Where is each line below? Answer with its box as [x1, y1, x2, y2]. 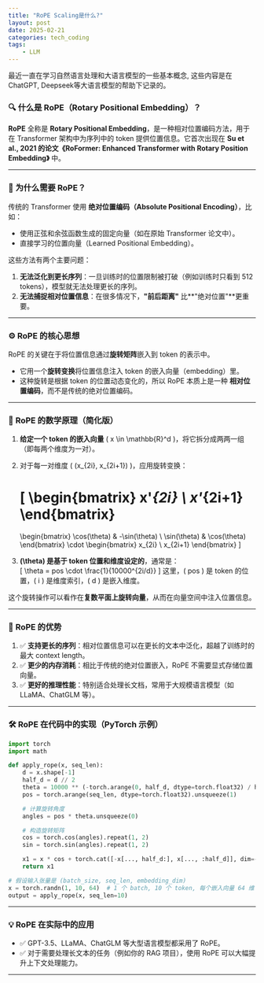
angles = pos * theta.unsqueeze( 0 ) [22, 812, 139, 820]
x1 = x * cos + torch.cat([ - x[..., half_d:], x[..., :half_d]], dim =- [22, 856, 258, 863]
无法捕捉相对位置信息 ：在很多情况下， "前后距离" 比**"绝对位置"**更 [19, 291, 243, 301]
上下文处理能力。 [26, 958, 82, 967]
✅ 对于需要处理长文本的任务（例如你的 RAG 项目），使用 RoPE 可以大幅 [19, 948, 249, 957]
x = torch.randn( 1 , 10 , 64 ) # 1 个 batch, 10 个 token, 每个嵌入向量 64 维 [8, 884, 255, 892]
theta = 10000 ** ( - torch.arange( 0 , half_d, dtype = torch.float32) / [22, 784, 251, 792]
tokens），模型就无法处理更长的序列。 [19, 281, 141, 291]
